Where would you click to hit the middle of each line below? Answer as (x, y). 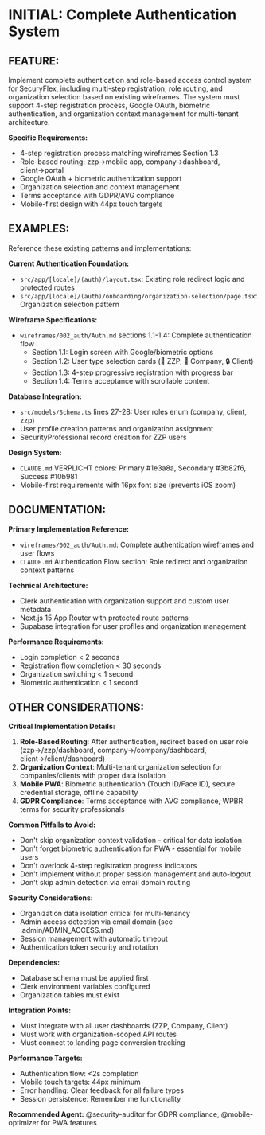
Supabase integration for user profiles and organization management (133, 626)
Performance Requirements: (57, 642)
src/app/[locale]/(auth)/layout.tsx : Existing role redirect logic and (132, 279)
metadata (35, 609)
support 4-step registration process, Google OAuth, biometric (109, 105)
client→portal (42, 170)
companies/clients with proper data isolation (92, 776)
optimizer (24, 1123)
